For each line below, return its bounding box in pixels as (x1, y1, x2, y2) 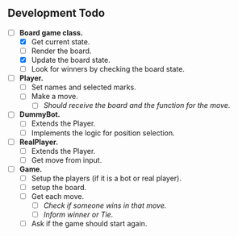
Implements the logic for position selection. (31, 128, 175, 138)
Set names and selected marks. (31, 82, 136, 92)
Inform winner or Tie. (43, 209, 114, 220)
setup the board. (31, 182, 87, 192)
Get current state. (31, 36, 90, 47)
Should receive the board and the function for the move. (43, 101, 231, 110)
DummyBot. (19, 110, 61, 119)
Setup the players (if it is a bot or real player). (31, 173, 182, 183)
